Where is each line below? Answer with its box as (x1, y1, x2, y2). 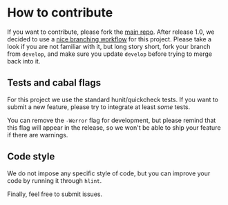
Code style (7, 150, 55, 163)
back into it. (7, 57, 41, 65)
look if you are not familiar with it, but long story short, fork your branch (7, 42, 211, 50)
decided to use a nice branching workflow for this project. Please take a (7, 35, 212, 43)
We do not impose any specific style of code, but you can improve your (7, 169, 211, 177)
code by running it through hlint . (7, 176, 102, 184)
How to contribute (7, 5, 113, 21)
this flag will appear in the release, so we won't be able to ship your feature (7, 123, 221, 132)
